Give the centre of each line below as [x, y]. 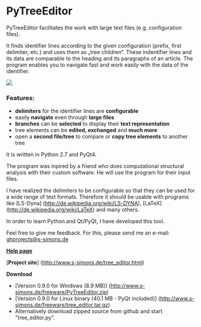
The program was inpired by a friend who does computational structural [95, 166]
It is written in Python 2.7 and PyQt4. [52, 155]
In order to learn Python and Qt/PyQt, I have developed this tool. [85, 221]
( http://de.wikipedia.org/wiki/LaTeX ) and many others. [73, 210]
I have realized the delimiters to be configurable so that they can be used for [100, 191]
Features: [20, 98]
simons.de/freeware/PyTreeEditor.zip [61, 292]
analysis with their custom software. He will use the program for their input [98, 173]
